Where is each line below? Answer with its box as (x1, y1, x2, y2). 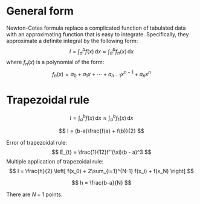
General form (6, 4, 74, 18)
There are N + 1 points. (6, 191, 63, 198)
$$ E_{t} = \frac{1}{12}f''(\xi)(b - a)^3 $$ (51, 148, 152, 156)
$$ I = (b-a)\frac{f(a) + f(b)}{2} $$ (59, 127, 144, 134)
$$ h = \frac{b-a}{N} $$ (71, 179, 132, 186)
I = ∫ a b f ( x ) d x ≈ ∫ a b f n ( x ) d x (69, 47, 134, 56)
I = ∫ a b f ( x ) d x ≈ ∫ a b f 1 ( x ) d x (69, 113, 134, 123)
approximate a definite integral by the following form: (6, 37, 138, 44)
